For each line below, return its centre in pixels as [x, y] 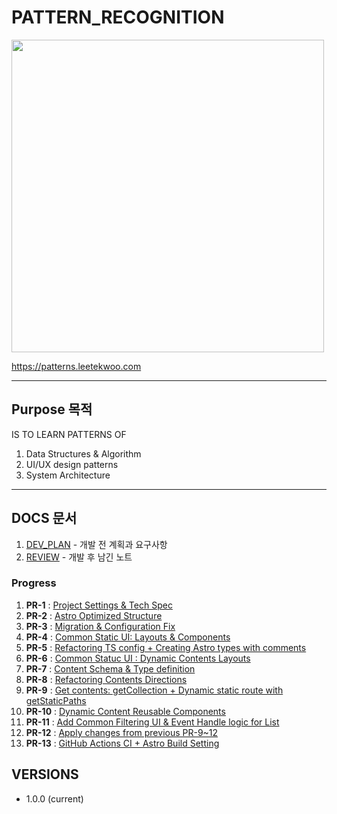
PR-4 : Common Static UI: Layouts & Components [128, 637]
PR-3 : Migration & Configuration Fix [100, 626]
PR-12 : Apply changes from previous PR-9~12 [122, 732]
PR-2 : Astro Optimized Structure [94, 615]
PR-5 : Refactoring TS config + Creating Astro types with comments [166, 647]
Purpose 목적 [52, 409]
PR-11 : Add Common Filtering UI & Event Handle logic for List [152, 722]
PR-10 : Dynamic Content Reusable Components [125, 711]
